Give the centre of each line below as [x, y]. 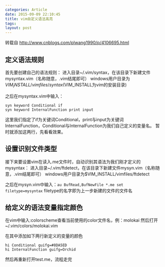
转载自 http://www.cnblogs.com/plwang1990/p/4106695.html [67, 43]
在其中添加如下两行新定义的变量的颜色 [44, 236]
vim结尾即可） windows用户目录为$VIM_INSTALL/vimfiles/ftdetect [82, 174]
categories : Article [26, 10]
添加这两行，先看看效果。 [39, 132]
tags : [11, 23]
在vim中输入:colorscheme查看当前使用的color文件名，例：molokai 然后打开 [82, 220]
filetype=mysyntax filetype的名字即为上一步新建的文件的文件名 [69, 191]
